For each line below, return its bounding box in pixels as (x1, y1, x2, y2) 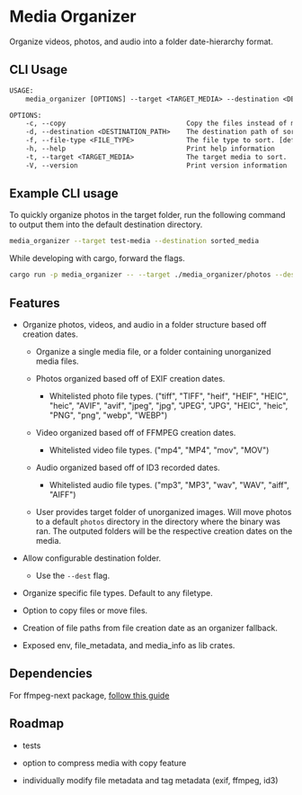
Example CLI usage (9, 186, 119, 202)
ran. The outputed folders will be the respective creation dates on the (35, 526, 293, 537)
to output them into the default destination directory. (9, 219, 203, 230)
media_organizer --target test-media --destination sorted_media (9, 237, 259, 246)
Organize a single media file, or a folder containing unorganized (35, 347, 271, 357)
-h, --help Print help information (25, 144, 276, 153)
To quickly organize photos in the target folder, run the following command (9, 210, 286, 221)
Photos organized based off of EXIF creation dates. (35, 374, 226, 384)
